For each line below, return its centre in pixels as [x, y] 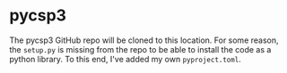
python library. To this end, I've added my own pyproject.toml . [126, 59]
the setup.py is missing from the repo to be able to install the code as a [140, 49]
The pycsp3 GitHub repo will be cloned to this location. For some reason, [144, 40]
